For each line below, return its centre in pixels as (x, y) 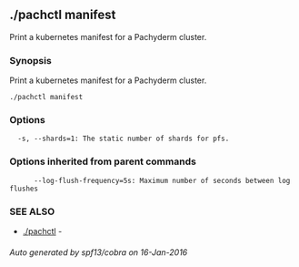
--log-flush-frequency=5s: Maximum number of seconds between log (162, 180)
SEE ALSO (32, 211)
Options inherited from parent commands (103, 161)
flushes (24, 189)
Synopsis (30, 60)
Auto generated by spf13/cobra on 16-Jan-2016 (99, 252)
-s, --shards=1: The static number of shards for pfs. (124, 139)
